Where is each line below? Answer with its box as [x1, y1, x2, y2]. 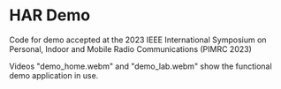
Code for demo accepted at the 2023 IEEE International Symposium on [9, 34, 267, 45]
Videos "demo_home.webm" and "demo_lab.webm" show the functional [9, 61, 272, 71]
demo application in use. [9, 70, 99, 80]
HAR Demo [9, 5, 91, 26]
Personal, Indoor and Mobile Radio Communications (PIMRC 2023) [9, 43, 252, 54]
